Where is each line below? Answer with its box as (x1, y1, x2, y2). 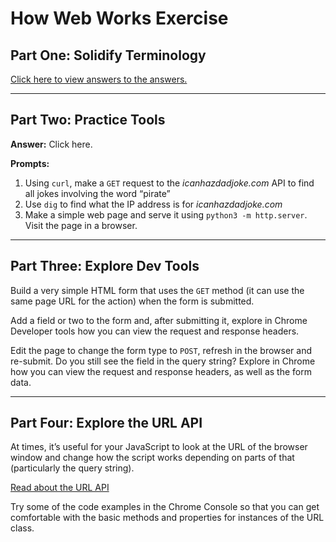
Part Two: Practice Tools (10, 112, 166, 129)
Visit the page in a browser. (24, 219, 138, 231)
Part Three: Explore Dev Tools (10, 258, 200, 275)
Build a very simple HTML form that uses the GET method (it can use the (10, 284, 305, 296)
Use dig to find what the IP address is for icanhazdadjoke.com (24, 198, 283, 210)
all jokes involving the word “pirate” (24, 187, 171, 199)
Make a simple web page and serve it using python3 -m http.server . (24, 208, 308, 221)
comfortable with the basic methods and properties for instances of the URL (10, 512, 325, 524)
